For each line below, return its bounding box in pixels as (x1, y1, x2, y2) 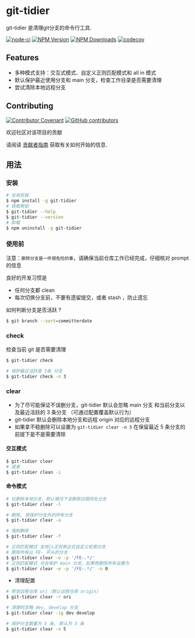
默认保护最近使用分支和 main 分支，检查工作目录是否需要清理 (14, 76, 162, 83)
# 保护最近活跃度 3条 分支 (6, 368, 63, 374)
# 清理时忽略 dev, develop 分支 (6, 605, 79, 611)
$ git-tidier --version (6, 214, 64, 220)
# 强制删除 (6, 528, 29, 534)
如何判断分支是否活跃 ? (6, 306, 62, 313)
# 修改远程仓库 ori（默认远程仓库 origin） (6, 589, 101, 595)
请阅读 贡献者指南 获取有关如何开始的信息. (6, 141, 108, 148)
